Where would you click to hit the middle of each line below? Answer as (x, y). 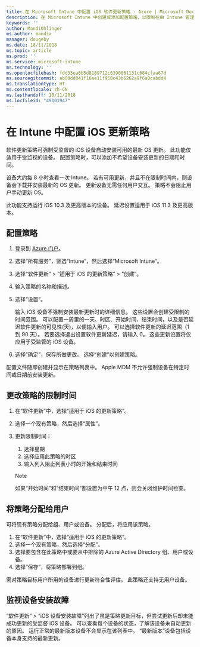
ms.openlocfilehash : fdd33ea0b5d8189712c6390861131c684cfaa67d (86, 73)
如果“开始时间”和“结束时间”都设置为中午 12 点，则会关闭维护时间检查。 (102, 488)
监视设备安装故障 (37, 600)
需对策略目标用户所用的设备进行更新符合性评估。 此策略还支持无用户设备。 (98, 579)
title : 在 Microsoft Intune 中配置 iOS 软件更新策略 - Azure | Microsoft (95, 12)
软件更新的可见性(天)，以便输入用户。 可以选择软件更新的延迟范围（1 (104, 327)
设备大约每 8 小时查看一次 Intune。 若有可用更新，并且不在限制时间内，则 (97, 177)
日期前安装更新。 (37, 375)
